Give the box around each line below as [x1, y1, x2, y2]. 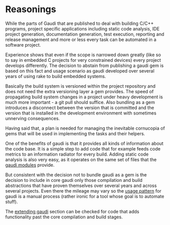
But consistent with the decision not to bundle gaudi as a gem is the [5, 171, 147, 178]
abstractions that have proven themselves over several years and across [5, 182, 157, 189]
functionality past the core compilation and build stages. [5, 214, 123, 220]
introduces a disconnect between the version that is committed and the [5, 104, 155, 110]
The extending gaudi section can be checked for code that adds [5, 208, 140, 214]
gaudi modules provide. [5, 162, 55, 168]
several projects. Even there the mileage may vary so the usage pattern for [5, 188, 161, 194]
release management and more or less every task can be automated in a [5, 36, 156, 43]
